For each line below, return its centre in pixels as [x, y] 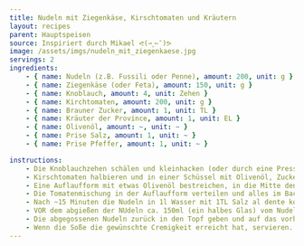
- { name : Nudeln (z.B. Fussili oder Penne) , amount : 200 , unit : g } [160, 77]
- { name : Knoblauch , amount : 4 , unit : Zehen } [117, 93]
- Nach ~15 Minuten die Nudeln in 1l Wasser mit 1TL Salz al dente [155, 203]
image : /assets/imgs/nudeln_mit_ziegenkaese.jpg [103, 52]
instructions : [36, 160]
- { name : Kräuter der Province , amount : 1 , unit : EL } [133, 118]
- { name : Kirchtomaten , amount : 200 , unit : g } [119, 102]
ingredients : [34, 69]
